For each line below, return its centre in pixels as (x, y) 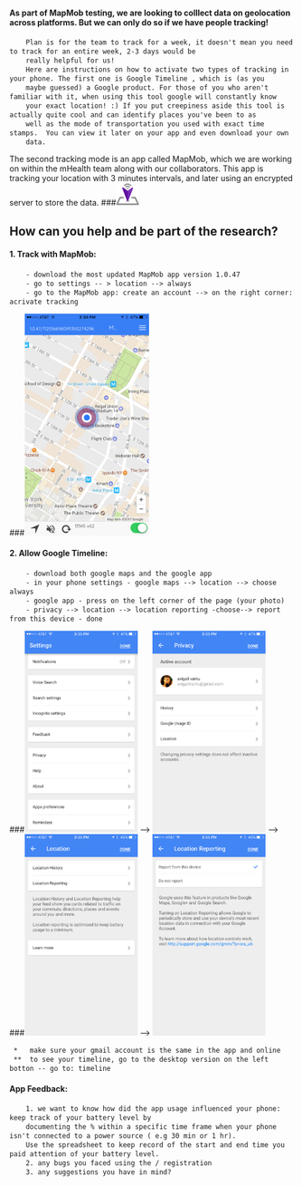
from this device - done (56, 619)
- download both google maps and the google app (119, 574)
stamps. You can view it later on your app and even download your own (149, 133)
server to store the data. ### (63, 203)
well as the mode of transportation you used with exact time (145, 124)
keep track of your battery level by (80, 1118)
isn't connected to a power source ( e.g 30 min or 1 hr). (123, 1136)
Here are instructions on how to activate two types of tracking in (157, 70)
